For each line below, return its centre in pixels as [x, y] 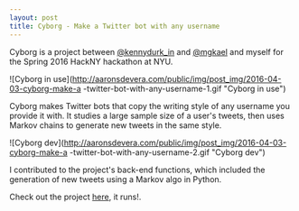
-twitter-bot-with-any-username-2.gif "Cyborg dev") [168, 152]
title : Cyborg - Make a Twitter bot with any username [115, 26]
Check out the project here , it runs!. [75, 197]
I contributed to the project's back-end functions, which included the [137, 170]
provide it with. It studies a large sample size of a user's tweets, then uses [147, 115]
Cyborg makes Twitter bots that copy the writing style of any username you [150, 105]
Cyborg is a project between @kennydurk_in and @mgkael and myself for [147, 51]
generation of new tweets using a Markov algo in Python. [116, 179]
